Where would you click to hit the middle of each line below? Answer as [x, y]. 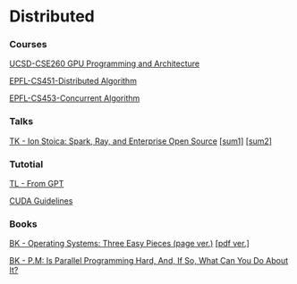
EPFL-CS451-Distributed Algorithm [73, 81]
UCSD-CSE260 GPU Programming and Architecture [104, 63]
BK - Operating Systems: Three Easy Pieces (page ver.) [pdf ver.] [130, 244]
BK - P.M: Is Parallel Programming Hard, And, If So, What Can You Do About [149, 261]
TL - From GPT [37, 184]
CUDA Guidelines [41, 201]
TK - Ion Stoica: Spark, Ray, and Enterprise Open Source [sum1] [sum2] [141, 141]
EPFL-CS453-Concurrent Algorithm [75, 98]
